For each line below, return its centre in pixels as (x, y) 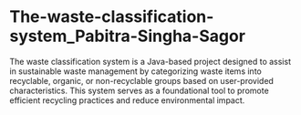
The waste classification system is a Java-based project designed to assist (150, 61)
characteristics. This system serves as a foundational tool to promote (139, 90)
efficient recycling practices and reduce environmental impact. (127, 100)
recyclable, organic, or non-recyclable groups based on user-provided (141, 80)
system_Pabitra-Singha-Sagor (128, 36)
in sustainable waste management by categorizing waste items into (135, 71)
